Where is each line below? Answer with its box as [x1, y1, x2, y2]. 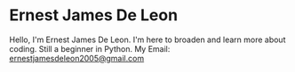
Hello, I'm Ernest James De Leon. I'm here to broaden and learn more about [9, 34, 286, 45]
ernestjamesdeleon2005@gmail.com [9, 53, 145, 63]
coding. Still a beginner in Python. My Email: [9, 43, 171, 54]
